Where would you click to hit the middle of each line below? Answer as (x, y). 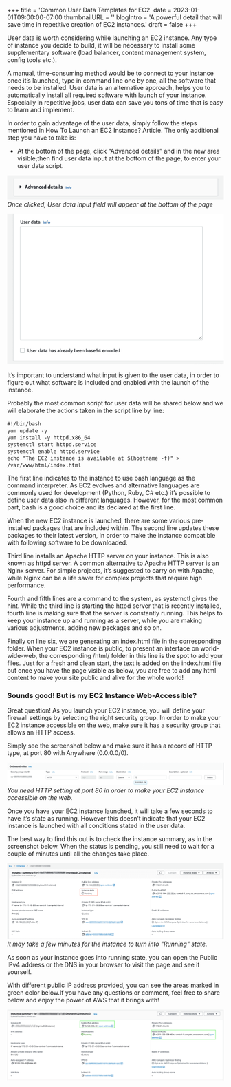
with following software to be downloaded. (68, 542)
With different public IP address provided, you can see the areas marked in (113, 985)
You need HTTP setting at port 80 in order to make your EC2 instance (106, 790)
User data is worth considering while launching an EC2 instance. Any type (112, 38)
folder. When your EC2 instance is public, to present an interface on (103, 648)
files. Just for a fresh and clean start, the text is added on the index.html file (114, 663)
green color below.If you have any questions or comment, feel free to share (113, 992)
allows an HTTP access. (41, 732)
